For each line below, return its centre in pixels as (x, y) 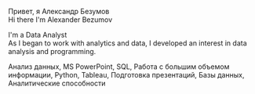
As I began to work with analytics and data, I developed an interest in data (127, 43)
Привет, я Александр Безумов (59, 11)
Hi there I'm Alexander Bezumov (60, 20)
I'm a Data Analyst (38, 35)
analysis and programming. (52, 51)
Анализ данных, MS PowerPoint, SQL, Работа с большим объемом (119, 67)
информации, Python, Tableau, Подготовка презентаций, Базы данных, (126, 75)
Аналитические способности (57, 83)
